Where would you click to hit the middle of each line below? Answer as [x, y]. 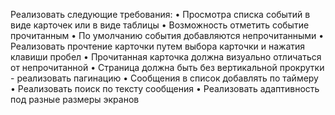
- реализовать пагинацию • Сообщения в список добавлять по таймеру [164, 78]
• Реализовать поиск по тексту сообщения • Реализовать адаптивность [165, 88]
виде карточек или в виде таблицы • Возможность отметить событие [160, 25]
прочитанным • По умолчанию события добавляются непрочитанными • [167, 35]
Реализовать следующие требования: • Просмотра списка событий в [160, 14]
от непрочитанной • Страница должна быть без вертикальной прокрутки [167, 67]
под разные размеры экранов [75, 99]
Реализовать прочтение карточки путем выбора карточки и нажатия [158, 46]
